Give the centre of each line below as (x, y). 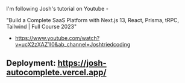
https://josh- (82, 63)
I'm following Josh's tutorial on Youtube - (57, 9)
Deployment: (31, 63)
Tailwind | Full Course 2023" (42, 27)
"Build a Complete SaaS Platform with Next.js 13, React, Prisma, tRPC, (93, 20)
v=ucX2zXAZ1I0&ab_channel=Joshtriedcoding (73, 44)
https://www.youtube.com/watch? (57, 38)
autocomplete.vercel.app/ (56, 73)
